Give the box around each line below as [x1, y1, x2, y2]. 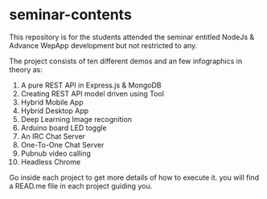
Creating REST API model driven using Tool [20, 88, 164, 98]
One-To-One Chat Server [20, 140, 105, 149]
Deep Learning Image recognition [20, 114, 132, 124]
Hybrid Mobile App [20, 97, 84, 107]
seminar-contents [9, 6, 132, 24]
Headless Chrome [20, 156, 81, 166]
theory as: [9, 64, 43, 74]
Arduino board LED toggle [20, 123, 107, 132]
